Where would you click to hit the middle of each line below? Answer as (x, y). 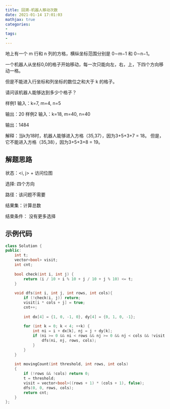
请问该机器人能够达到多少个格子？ (41, 92)
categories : (18, 24)
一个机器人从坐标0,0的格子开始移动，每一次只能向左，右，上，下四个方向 (82, 64)
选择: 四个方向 (20, 183)
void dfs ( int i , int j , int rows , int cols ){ (64, 293)
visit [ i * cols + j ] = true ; (54, 303)
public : (13, 251)
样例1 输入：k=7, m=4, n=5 (33, 103)
